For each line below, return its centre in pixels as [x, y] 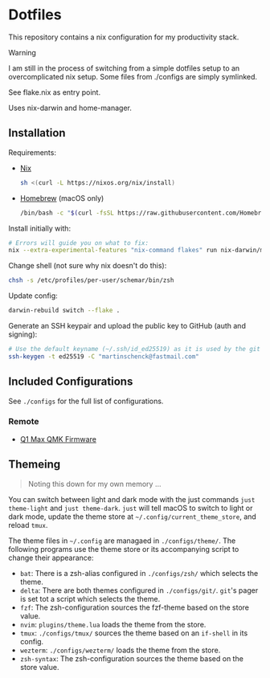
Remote [24, 422]
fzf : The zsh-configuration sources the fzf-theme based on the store [135, 607]
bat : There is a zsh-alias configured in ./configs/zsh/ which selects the [139, 573]
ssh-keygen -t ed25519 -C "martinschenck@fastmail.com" [104, 356]
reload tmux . [28, 525]
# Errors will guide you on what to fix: [79, 243]
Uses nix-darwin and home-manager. [70, 108]
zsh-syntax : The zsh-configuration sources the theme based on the [131, 658]
